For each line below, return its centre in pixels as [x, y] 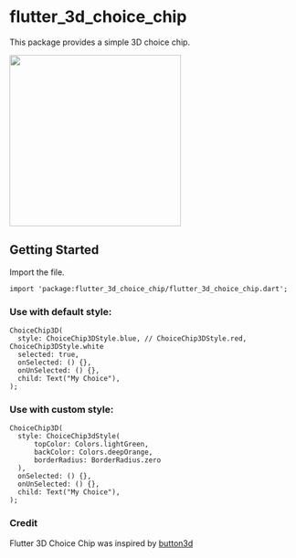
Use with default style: [61, 311]
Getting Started [54, 250]
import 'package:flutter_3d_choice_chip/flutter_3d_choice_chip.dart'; [148, 289]
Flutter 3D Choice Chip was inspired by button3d [101, 543]
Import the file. [37, 272]
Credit [24, 523]
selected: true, [48, 355]
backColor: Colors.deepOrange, [93, 453]
